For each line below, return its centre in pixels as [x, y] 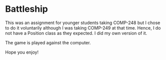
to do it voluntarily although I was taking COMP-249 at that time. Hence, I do [83, 28]
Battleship [27, 9]
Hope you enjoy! [22, 52]
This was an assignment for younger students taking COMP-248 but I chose [83, 23]
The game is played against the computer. [48, 42]
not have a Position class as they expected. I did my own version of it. [76, 33]
